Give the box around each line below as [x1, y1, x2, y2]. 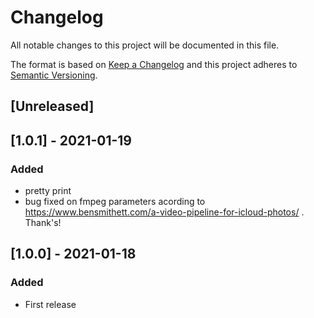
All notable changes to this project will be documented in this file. [10, 39, 280, 51]
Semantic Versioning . [10, 69, 98, 81]
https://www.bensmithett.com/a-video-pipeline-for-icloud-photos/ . [24, 206, 305, 218]
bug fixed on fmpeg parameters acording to [24, 196, 206, 208]
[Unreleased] [10, 98, 95, 115]
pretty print [24, 185, 72, 197]
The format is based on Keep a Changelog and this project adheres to [10, 58, 298, 70]
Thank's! [24, 217, 62, 229]
